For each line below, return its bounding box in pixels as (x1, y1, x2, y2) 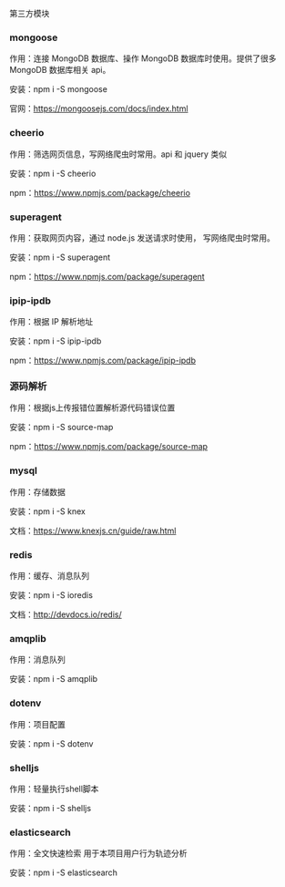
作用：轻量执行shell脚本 (9, 783, 99, 794)
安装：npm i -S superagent (9, 252, 111, 263)
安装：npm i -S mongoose (9, 84, 107, 95)
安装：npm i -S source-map (9, 422, 114, 433)
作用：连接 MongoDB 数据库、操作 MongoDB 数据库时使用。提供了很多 (9, 53, 277, 64)
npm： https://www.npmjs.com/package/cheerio (9, 187, 191, 198)
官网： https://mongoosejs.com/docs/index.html (9, 103, 188, 114)
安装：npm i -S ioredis (9, 590, 94, 601)
